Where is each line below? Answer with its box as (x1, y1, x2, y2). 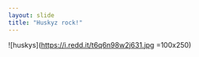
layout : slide (8, 11, 55, 20)
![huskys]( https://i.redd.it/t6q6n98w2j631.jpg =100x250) (8, 40, 192, 49)
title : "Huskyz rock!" (8, 19, 83, 27)
